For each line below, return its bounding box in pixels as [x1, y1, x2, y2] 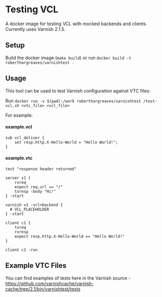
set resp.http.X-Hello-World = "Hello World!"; [14, 140, 118, 145]
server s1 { [5, 175, 31, 180]
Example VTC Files [5, 261, 67, 270]
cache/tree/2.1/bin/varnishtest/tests [5, 286, 80, 292]
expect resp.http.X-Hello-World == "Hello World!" [14, 234, 125, 239]
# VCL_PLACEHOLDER [10, 207, 50, 212]
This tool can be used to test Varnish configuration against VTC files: [5, 87, 151, 94]
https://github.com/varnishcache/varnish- [5, 280, 94, 286]
